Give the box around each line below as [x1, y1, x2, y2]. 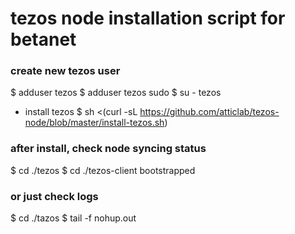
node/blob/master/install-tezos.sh [24, 117, 165, 129]
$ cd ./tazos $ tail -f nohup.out [10, 212, 137, 224]
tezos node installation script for [10, 7, 286, 30]
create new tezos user [10, 64, 121, 78]
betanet [10, 28, 77, 51]
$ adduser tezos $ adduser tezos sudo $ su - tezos [10, 87, 222, 99]
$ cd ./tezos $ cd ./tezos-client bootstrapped [10, 164, 196, 176]
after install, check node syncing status [10, 142, 207, 156]
